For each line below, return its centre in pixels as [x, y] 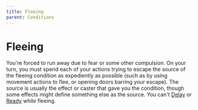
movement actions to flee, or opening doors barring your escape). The [92, 82]
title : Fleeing [25, 12]
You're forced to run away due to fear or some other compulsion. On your [96, 63]
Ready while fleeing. [31, 101]
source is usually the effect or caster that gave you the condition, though [95, 88]
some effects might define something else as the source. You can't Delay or [99, 95]
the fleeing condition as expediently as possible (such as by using [87, 76]
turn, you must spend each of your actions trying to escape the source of [96, 70]
